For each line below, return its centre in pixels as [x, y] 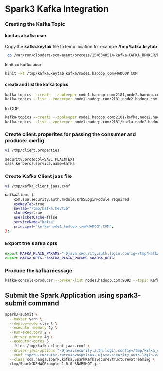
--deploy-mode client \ [33, 323]
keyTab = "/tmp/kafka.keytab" [42, 209]
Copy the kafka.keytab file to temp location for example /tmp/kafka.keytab [81, 47]
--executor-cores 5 [29, 341]
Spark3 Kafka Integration [57, 9]
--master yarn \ [26, 319]
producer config [25, 140]
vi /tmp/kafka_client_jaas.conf [38, 186]
